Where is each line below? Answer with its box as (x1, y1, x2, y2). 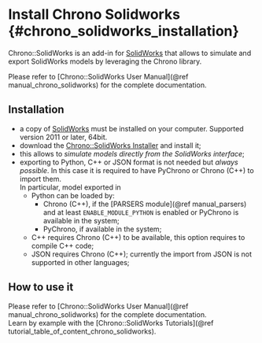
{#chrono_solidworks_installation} (8, 22, 240, 40)
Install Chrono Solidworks (8, 6, 181, 24)
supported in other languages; (31, 257, 130, 267)
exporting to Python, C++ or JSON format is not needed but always (19, 157, 238, 167)
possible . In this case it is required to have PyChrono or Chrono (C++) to (19, 165, 254, 175)
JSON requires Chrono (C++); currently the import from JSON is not (31, 249, 253, 259)
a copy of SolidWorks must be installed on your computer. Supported (19, 124, 244, 133)
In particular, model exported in (19, 183, 122, 192)
